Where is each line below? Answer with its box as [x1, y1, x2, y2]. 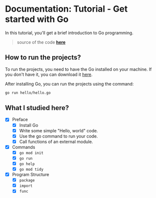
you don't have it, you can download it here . [5, 72, 93, 77]
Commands [12, 144, 35, 150]
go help [19, 162, 35, 166]
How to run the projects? [5, 54, 81, 62]
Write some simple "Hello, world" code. [19, 127, 98, 133]
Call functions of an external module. [19, 139, 94, 144]
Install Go [19, 122, 39, 128]
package [19, 178, 35, 183]
